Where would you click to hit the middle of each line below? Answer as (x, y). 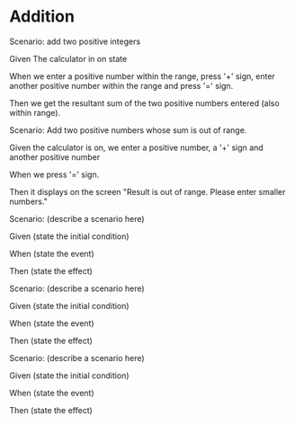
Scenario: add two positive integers (75, 41)
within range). (35, 112)
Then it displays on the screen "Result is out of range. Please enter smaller (147, 191)
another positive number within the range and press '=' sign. (121, 85)
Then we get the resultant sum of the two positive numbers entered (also (145, 103)
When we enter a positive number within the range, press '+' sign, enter (143, 76)
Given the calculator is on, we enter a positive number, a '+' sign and (136, 147)
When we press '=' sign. (54, 174)
